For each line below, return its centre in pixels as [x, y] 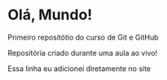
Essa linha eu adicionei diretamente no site [79, 68]
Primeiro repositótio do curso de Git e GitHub [83, 37]
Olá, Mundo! [50, 15]
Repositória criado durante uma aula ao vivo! [83, 53]
